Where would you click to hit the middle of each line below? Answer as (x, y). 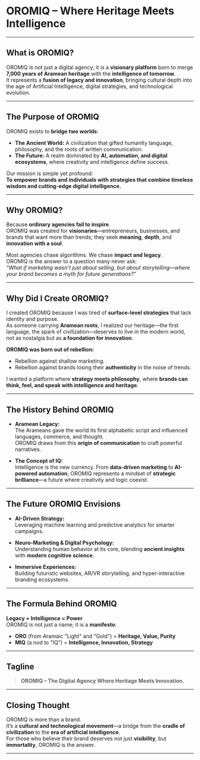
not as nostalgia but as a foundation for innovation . (70, 338)
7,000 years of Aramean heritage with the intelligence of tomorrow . (91, 73)
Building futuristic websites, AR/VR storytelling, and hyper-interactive (100, 573)
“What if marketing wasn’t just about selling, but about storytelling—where (98, 268)
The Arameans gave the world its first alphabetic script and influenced (101, 430)
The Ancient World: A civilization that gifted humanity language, (94, 143)
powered (26, 474)
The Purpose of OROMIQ (53, 117)
